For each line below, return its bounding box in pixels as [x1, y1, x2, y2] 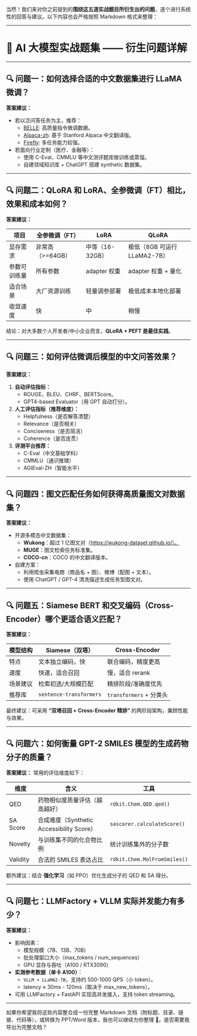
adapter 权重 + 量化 [128, 267, 182, 275]
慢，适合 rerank [107, 668, 151, 677]
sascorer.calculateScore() [110, 820, 185, 827]
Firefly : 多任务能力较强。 [23, 138, 83, 146]
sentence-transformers [38, 691, 101, 697]
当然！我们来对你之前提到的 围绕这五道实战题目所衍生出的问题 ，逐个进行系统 [6, 6, 191, 12]
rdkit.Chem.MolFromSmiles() [110, 856, 188, 862]
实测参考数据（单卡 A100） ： [14, 968, 83, 975]
